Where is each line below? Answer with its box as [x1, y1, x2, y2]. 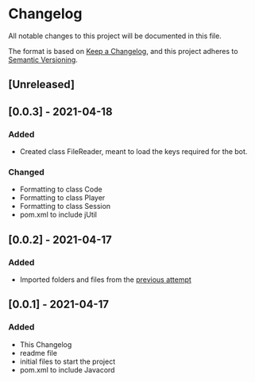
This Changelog [19, 339, 72, 349]
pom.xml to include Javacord [19, 365, 115, 374]
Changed [8, 166, 45, 177]
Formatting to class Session [19, 202, 111, 211]
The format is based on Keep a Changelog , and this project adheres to [8, 46, 238, 56]
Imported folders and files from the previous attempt [19, 275, 192, 284]
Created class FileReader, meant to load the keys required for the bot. [19, 147, 248, 156]
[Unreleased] [8, 78, 75, 91]
